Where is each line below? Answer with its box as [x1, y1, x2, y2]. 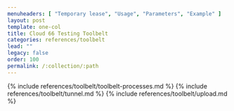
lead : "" [7, 43, 33, 50]
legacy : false [7, 50, 49, 57]
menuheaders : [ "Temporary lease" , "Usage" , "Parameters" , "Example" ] [7, 10, 221, 18]
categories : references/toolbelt [7, 37, 105, 44]
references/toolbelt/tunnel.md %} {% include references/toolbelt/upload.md [7, 89, 228, 98]
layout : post [7, 17, 46, 24]
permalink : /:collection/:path [7, 63, 99, 70]
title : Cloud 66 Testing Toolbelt [7, 30, 109, 37]
